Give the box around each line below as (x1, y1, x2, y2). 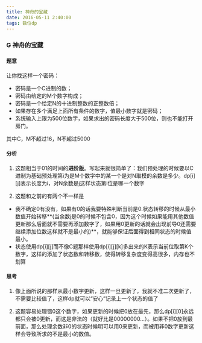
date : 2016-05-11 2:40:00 (6, 14, 71, 20)
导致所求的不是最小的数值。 (25, 330, 95, 338)
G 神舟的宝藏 (6, 41, 43, 49)
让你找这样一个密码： (6, 72, 59, 79)
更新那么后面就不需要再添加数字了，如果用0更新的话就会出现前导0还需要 (14, 220, 197, 227)
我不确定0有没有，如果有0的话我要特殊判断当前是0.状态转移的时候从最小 (14, 205, 196, 212)
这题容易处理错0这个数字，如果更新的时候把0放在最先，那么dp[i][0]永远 (14, 307, 194, 315)
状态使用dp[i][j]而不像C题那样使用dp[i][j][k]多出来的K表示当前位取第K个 (14, 242, 194, 250)
